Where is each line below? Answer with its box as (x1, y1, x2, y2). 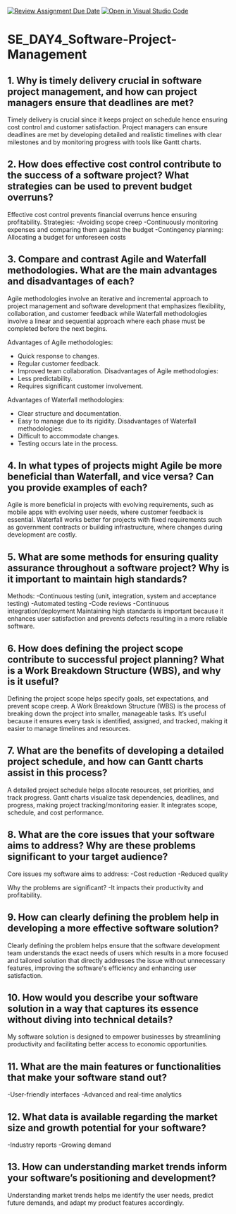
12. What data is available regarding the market (7, 1111, 218, 1123)
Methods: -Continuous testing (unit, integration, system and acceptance (7, 592, 217, 600)
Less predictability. (17, 374, 73, 383)
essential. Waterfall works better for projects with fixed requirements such (7, 515, 223, 524)
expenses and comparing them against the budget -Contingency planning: (7, 225, 224, 233)
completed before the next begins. (7, 324, 108, 332)
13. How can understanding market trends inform (7, 1161, 228, 1173)
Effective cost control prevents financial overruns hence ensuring (7, 210, 197, 218)
